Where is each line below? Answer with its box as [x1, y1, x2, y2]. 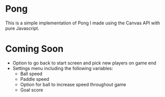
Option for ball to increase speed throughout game [20, 81, 126, 87]
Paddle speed [20, 76, 49, 82]
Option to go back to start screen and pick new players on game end [12, 59, 156, 66]
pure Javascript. [5, 25, 40, 31]
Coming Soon [5, 43, 63, 55]
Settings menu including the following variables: [12, 65, 113, 71]
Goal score [20, 87, 43, 93]
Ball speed [20, 71, 43, 77]
